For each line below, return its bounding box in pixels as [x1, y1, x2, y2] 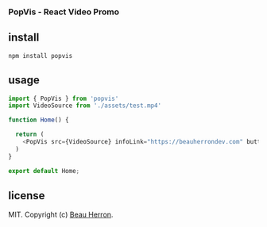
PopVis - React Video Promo [8, 6, 119, 17]
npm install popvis [8, 52, 73, 60]
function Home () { [8, 116, 69, 125]
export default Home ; [8, 167, 80, 175]
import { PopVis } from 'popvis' [8, 94, 119, 102]
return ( [15, 130, 44, 139]
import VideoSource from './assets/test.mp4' [8, 102, 161, 110]
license [8, 189, 45, 202]
